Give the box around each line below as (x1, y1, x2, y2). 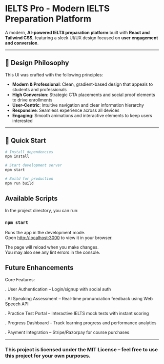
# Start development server (5, 163, 62, 168)
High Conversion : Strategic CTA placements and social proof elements (12, 92, 155, 97)
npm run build (5, 181, 34, 186)
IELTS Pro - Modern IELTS (5, 3, 110, 14)
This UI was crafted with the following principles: (5, 72, 103, 77)
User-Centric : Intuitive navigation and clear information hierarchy (12, 102, 144, 108)
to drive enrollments (12, 97, 53, 103)
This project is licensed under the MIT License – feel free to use (5, 346, 158, 353)
